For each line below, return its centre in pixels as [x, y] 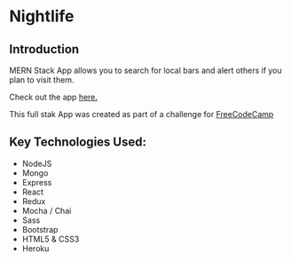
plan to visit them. [42, 80]
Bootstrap [40, 229]
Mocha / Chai [47, 210]
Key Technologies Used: [78, 142]
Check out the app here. [54, 97]
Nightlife [42, 16]
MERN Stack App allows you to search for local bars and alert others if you [145, 70]
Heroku [35, 248]
